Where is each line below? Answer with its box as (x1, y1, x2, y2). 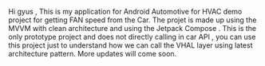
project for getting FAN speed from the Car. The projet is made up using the (8, 15, 257, 25)
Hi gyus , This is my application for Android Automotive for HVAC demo (8, 7, 243, 16)
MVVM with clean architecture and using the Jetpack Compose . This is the (8, 24, 257, 33)
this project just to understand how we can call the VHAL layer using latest (8, 41, 253, 50)
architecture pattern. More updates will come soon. (8, 49, 177, 58)
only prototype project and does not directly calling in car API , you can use (8, 32, 256, 41)
